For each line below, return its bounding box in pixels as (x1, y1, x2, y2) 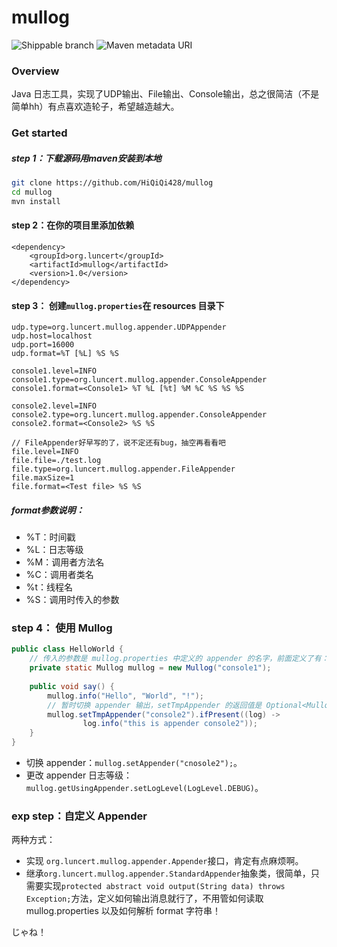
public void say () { (29, 681, 115, 691)
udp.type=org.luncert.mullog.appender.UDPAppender (11, 322, 227, 333)
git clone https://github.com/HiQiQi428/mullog (11, 178, 214, 188)
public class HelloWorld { (11, 644, 124, 655)
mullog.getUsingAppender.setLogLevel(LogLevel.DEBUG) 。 (25, 782, 264, 794)
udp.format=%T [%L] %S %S (11, 349, 119, 359)
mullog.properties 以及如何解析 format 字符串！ (25, 905, 222, 917)
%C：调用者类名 (25, 569, 94, 581)
